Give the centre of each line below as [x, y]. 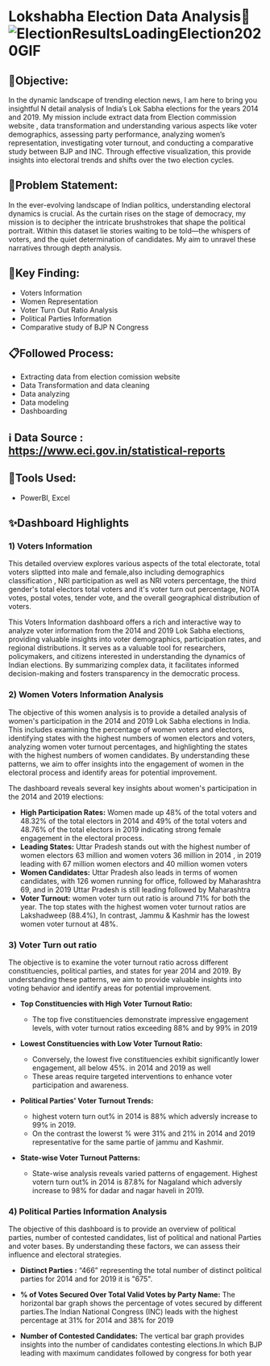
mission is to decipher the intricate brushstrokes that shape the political [127, 222]
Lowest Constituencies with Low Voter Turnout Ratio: [111, 1043]
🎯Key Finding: [44, 273]
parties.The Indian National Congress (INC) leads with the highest [129, 1312]
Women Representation [59, 301]
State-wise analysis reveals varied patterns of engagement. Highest [145, 1173]
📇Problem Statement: [63, 185]
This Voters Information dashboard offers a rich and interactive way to [125, 622]
